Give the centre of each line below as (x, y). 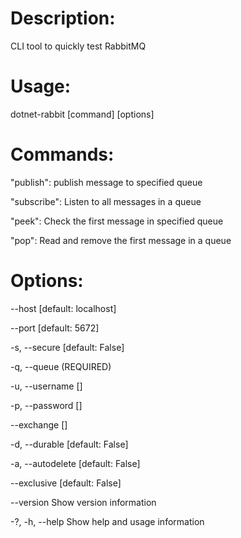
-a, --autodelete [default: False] (75, 463)
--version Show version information (83, 502)
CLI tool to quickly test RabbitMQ (78, 46)
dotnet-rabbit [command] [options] (82, 114)
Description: (63, 18)
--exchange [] (39, 424)
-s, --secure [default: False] (67, 347)
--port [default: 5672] (55, 328)
